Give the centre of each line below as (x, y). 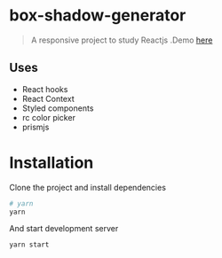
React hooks (45, 89)
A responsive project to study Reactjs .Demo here (122, 40)
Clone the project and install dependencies (88, 187)
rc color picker (48, 117)
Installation (52, 163)
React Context (48, 98)
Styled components (58, 108)
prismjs (36, 127)
